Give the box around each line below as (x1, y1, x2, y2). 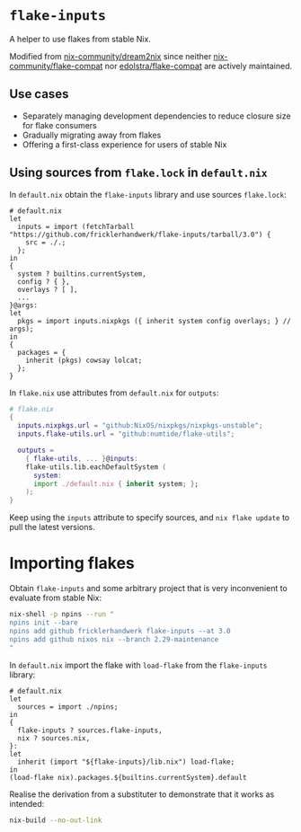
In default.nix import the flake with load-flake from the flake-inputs (9, 659, 268, 670)
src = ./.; (25, 237, 66, 247)
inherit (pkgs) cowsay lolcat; (25, 356, 143, 365)
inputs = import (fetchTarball (17, 222, 135, 231)
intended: (9, 798, 45, 809)
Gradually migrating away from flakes (22, 129, 162, 140)
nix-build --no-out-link (9, 816, 102, 825)
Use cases (9, 86, 69, 102)
